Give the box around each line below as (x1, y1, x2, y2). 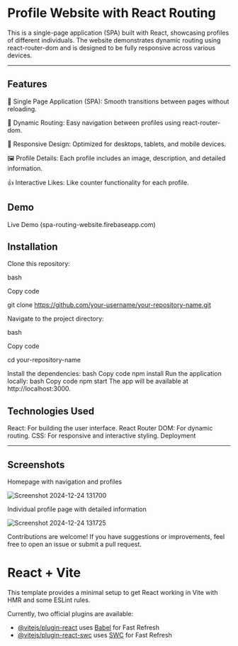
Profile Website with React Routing (7, 5, 216, 21)
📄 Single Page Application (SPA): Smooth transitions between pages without (7, 97, 229, 106)
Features (7, 78, 47, 90)
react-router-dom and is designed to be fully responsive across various (7, 43, 216, 52)
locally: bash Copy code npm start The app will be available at (7, 377, 189, 386)
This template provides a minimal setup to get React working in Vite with (7, 588, 218, 596)
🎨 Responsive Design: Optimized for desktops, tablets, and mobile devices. (7, 140, 227, 148)
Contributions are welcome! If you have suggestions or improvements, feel (7, 533, 225, 540)
